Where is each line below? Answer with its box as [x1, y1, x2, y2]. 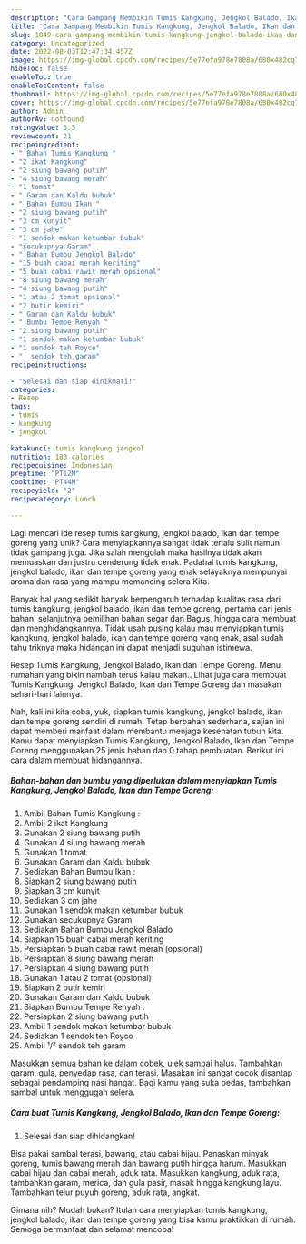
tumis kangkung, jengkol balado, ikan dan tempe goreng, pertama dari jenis [10, 602, 293, 614]
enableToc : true [10, 73, 72, 82]
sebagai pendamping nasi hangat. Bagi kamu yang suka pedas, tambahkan [10, 1077, 291, 1087]
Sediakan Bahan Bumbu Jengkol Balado [23, 924, 173, 935]
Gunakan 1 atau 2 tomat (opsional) [23, 972, 153, 983]
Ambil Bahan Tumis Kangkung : [23, 807, 141, 819]
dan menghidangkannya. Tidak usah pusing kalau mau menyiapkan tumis [10, 622, 285, 633]
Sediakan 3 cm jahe [23, 895, 98, 905]
